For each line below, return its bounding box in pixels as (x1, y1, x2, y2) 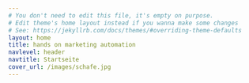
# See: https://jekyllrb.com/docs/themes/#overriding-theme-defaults (8, 26, 243, 34)
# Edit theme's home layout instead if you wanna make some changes (8, 19, 239, 27)
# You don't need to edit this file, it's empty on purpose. (8, 11, 214, 20)
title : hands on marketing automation (8, 41, 136, 49)
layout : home (8, 33, 51, 42)
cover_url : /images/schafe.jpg (8, 63, 111, 71)
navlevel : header (8, 48, 66, 56)
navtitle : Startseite (8, 56, 80, 64)
